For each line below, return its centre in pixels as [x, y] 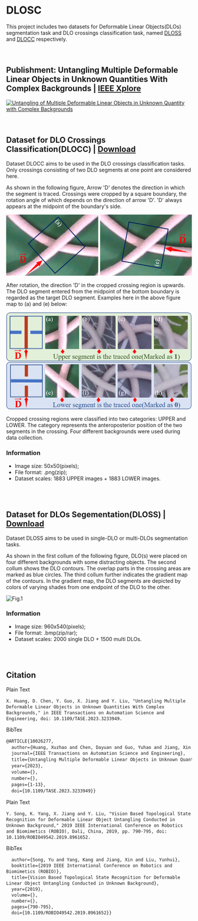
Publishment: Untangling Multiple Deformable [92, 70]
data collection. [25, 438]
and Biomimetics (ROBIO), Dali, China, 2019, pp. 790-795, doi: [87, 831]
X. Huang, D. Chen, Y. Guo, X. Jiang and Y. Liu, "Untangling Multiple [96, 701]
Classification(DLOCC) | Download [71, 149]
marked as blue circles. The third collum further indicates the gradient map [97, 575]
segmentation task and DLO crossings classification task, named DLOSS [94, 32]
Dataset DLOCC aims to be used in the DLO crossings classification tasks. [96, 163]
